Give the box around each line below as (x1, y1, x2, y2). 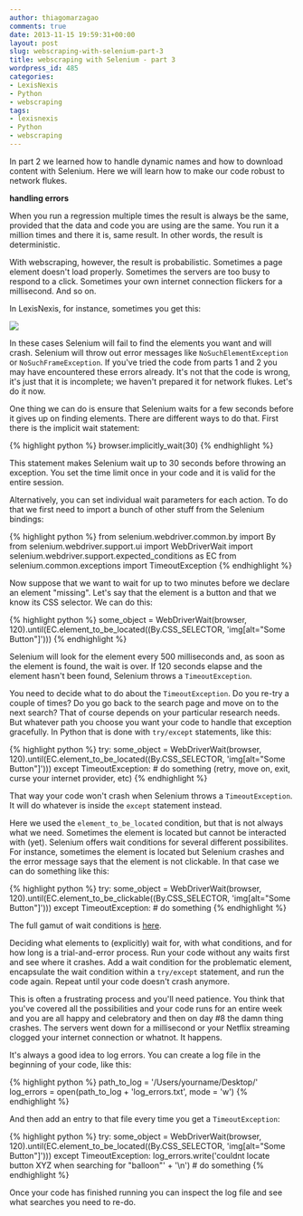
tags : (9, 106, 30, 115)
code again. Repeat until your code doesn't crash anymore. (9, 975, 231, 987)
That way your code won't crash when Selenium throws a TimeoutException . (9, 790, 293, 801)
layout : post (9, 38, 59, 48)
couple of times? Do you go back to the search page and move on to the (9, 697, 279, 708)
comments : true (9, 22, 67, 31)
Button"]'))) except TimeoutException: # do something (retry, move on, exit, (9, 762, 291, 774)
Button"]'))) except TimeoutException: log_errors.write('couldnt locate (9, 1150, 270, 1161)
